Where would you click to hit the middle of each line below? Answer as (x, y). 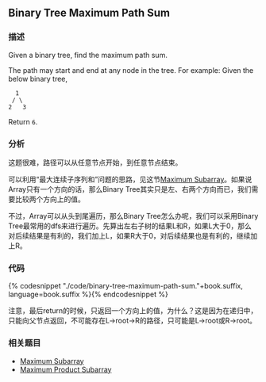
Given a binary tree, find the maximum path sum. (88, 55)
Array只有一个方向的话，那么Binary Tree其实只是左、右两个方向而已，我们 (130, 189)
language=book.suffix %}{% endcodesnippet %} (88, 294)
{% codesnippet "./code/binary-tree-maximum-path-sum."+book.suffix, (126, 286)
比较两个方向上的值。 (50, 199)
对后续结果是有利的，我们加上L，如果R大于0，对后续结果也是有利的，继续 (129, 235)
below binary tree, (38, 78)
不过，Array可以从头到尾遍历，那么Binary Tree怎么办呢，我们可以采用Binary (133, 216)
